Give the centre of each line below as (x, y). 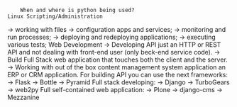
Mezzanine (24, 97)
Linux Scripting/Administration (55, 16)
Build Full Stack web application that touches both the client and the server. (118, 60)
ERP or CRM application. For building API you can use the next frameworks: (118, 75)
